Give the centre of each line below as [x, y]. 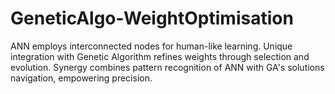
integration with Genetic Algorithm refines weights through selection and [160, 56]
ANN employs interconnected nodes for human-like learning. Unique [151, 46]
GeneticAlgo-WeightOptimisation [152, 18]
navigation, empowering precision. [81, 78]
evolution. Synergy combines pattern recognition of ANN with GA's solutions [167, 67]
